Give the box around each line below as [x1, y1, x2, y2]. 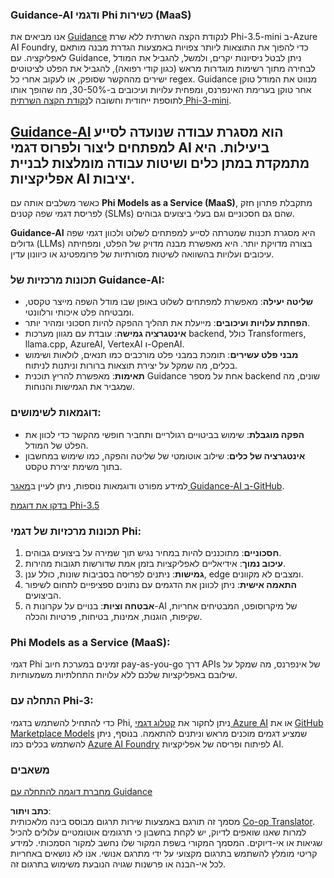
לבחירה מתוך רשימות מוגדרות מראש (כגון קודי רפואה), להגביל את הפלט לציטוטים [10, 63, 316, 75]
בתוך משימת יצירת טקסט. [24, 460, 123, 472]
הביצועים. [24, 589, 62, 601]
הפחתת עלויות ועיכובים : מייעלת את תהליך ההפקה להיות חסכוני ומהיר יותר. [24, 317, 311, 329]
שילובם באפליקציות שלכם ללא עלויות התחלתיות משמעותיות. [10, 669, 238, 681]
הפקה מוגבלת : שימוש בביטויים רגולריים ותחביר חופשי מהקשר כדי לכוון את [24, 428, 305, 440]
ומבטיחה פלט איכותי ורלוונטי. [24, 306, 135, 318]
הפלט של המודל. [24, 439, 89, 451]
